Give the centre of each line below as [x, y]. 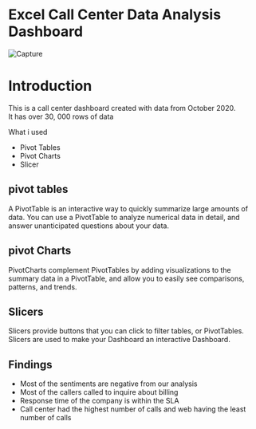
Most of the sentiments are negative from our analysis [108, 384]
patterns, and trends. [43, 287]
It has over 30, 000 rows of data [61, 116]
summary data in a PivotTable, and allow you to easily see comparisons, [126, 278]
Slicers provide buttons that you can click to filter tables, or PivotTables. [126, 331]
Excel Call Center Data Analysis [115, 15]
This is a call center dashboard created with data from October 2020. [122, 108]
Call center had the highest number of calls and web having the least [133, 409]
